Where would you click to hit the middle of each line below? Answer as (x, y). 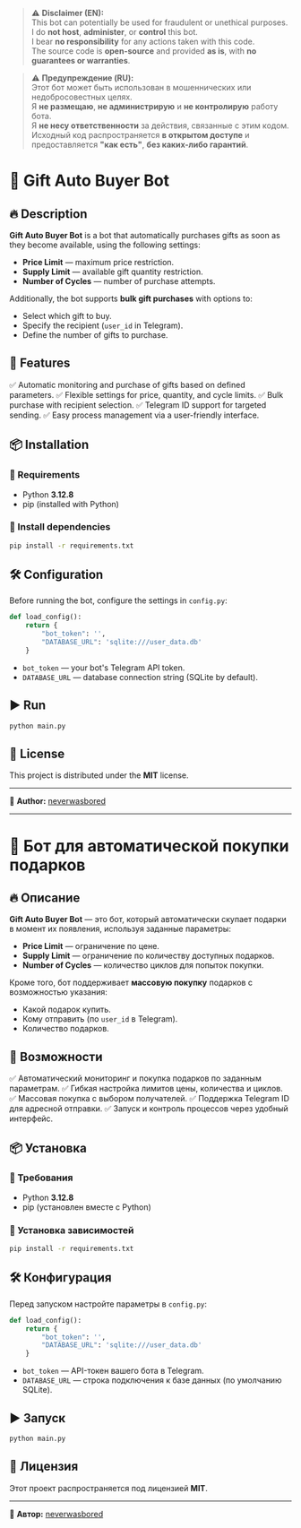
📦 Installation (49, 445)
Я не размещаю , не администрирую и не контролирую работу (155, 106)
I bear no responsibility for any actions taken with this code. (143, 41)
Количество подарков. (65, 1029)
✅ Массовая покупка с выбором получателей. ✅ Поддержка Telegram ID (149, 1099)
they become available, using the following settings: (105, 245)
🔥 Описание (45, 898)
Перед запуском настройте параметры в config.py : (108, 1304)
